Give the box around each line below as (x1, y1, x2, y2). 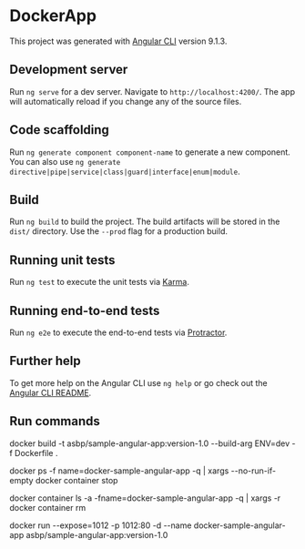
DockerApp (9, 5, 97, 26)
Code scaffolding (9, 122, 109, 137)
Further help (9, 353, 82, 369)
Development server (9, 62, 128, 77)
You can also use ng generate (9, 156, 121, 167)
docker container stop (35, 474, 118, 485)
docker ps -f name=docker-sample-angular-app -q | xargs (9, 465, 229, 476)
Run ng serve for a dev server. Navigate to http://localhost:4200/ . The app (9, 86, 296, 97)
